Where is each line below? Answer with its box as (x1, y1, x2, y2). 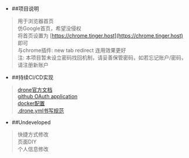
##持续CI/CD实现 (11, 74, 54, 81)
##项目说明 (11, 5, 39, 12)
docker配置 (17, 100, 45, 107)
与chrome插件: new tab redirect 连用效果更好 (17, 47, 126, 54)
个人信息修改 (17, 146, 49, 152)
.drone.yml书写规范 (17, 107, 64, 114)
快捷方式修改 (17, 131, 49, 138)
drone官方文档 (17, 87, 53, 93)
